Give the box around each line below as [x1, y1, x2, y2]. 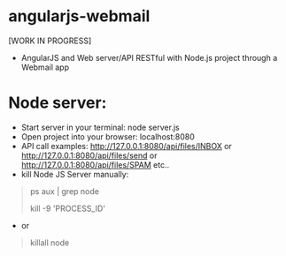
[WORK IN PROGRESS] [8, 35, 92, 46]
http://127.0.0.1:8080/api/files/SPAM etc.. [20, 159, 170, 169]
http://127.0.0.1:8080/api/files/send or [20, 150, 158, 161]
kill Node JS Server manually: [20, 169, 129, 179]
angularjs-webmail [8, 6, 151, 26]
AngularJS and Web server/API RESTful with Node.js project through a [20, 52, 278, 63]
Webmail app [20, 62, 70, 72]
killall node [29, 237, 70, 248]
